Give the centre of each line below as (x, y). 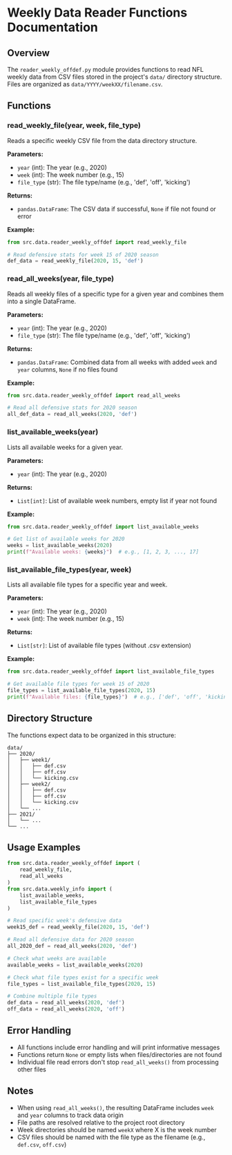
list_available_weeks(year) (53, 432)
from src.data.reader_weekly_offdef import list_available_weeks (103, 526)
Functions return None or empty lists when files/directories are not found (119, 1054)
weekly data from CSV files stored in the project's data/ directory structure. (115, 77)
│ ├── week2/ (29, 784)
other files (31, 1069)
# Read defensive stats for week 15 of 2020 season (83, 255)
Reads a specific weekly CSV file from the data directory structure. (102, 140)
